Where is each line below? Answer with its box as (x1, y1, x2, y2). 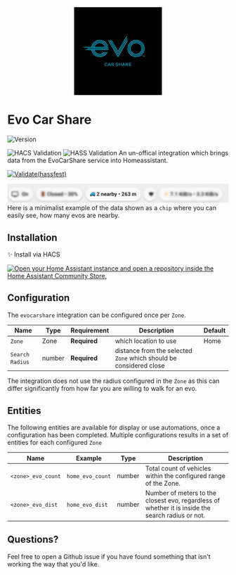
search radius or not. (145, 511, 206, 519)
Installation (7, 231, 58, 243)
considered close (114, 361, 165, 370)
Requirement (70, 326, 110, 335)
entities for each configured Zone (7, 439, 103, 447)
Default (203, 326, 226, 335)
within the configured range (145, 471, 226, 480)
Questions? (7, 534, 59, 545)
